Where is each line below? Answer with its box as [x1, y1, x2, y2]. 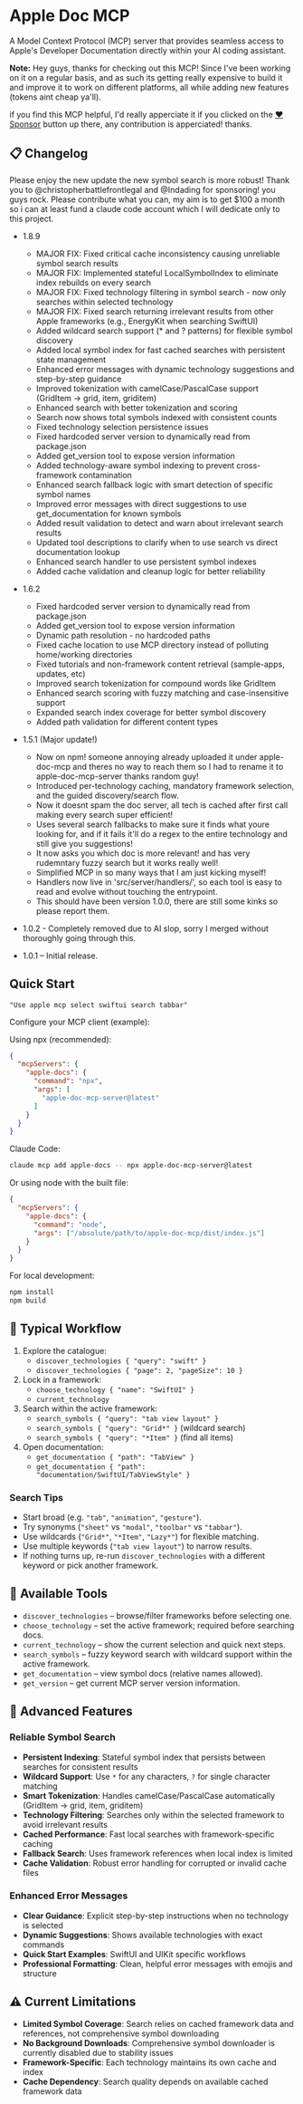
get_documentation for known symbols [35, 508, 182, 519]
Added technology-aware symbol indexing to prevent [35, 459, 235, 471]
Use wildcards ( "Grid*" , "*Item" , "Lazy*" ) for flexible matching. [22, 1532, 260, 1542]
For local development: [9, 1270, 95, 1282]
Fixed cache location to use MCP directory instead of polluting [35, 639, 270, 650]
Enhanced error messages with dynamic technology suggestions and [35, 363, 295, 374]
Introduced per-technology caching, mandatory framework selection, [35, 780, 295, 791]
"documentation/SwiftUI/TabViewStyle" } [35, 1470, 191, 1479]
